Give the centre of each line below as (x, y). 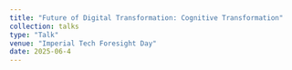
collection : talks (44, 26)
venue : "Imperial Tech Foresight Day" (83, 43)
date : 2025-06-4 (40, 52)
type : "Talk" (34, 35)
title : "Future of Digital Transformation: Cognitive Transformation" (146, 18)
